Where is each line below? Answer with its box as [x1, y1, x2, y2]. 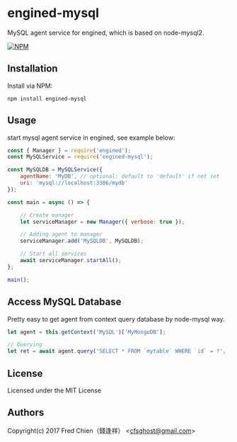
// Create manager [20, 211, 74, 219]
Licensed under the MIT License [7, 386, 101, 395]
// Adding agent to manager [20, 231, 103, 238]
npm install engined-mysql [7, 95, 87, 102]
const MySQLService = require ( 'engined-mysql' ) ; [7, 154, 154, 161]
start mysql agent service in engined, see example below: [7, 133, 175, 142]
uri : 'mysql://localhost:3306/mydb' [20, 179, 129, 187]
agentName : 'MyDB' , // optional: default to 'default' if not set [20, 173, 220, 180]
